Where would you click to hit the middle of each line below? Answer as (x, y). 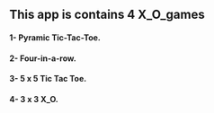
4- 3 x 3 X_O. (34, 99)
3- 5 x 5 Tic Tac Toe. (48, 79)
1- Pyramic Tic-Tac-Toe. (55, 37)
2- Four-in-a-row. (43, 58)
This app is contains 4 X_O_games (107, 15)
